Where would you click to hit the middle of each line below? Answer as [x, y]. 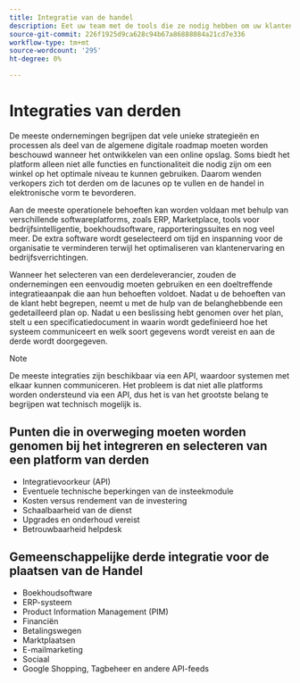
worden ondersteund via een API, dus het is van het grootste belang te [139, 395]
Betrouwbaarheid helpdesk [72, 529]
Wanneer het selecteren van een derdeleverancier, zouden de [123, 274]
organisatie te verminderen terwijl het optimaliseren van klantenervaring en [147, 247]
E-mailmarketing [52, 649]
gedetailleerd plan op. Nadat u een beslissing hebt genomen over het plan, [146, 312]
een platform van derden [79, 460]
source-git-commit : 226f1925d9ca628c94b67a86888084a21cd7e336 [127, 34]
